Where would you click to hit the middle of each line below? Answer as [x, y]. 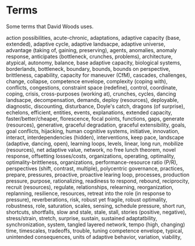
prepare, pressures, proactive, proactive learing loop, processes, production [98, 175]
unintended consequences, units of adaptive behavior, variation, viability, [94, 237]
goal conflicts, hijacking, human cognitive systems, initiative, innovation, [93, 131]
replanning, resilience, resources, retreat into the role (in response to [88, 193]
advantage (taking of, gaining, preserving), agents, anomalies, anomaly [91, 50]
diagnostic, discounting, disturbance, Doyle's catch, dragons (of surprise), [95, 106]
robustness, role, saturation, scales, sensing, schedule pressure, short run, [96, 206]
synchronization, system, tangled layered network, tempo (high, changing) [96, 224]
